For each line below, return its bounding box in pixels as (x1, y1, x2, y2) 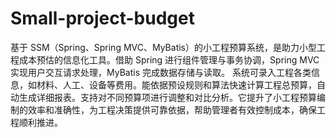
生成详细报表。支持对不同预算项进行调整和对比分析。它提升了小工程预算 (18, 91, 317, 103)
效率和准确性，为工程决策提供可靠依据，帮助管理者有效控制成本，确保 (27, 103, 317, 116)
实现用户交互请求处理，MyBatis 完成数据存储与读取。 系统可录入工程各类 (10, 66, 312, 78)
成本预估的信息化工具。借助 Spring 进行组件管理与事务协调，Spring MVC (18, 53, 320, 66)
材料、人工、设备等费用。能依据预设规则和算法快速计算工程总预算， (36, 78, 317, 91)
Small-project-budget (10, 7, 195, 30)
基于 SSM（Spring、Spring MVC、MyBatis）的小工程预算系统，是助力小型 (10, 41, 317, 53)
